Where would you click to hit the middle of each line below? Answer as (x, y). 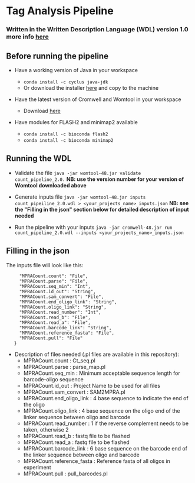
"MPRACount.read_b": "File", (55, 317)
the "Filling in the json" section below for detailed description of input (102, 209)
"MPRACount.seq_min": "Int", (55, 286)
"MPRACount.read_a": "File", (55, 322)
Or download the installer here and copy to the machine (91, 87)
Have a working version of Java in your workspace (76, 70)
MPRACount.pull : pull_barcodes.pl (65, 474)
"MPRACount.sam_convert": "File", (62, 297)
